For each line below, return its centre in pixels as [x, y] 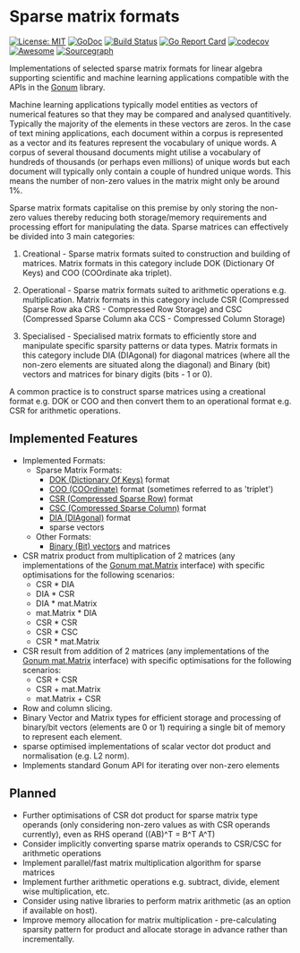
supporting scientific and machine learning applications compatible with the [149, 77]
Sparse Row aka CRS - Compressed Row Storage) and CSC [132, 309]
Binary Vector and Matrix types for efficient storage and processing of [152, 717]
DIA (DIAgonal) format [90, 517]
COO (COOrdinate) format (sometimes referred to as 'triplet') [161, 489]
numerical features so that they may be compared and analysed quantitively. [150, 114]
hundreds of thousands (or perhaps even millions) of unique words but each [150, 161]
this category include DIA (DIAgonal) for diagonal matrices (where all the [156, 355]
